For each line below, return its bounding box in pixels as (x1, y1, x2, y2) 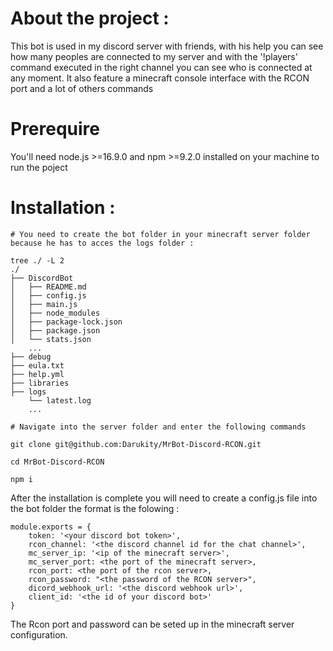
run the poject (10, 161, 68, 173)
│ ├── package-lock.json (10, 317, 123, 327)
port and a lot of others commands (10, 82, 154, 94)
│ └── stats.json (10, 334, 92, 344)
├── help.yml (10, 369, 65, 379)
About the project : (10, 7, 170, 30)
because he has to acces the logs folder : (10, 238, 195, 248)
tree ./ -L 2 (10, 255, 65, 266)
